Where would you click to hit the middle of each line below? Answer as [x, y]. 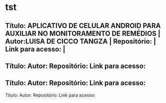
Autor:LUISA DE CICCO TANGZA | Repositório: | [81, 41]
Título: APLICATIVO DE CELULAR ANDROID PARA [83, 26]
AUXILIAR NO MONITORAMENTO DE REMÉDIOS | [83, 33]
